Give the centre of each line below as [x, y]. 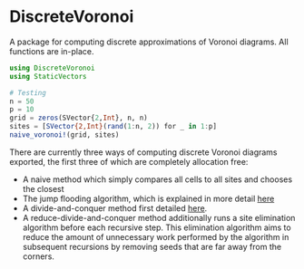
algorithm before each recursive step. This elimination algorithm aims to [157, 227]
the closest [44, 188]
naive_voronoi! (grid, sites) [64, 135]
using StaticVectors [49, 76]
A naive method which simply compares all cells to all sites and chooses [157, 179]
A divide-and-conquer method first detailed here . [115, 208]
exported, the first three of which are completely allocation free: [129, 161]
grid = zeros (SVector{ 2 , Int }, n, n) [78, 118]
